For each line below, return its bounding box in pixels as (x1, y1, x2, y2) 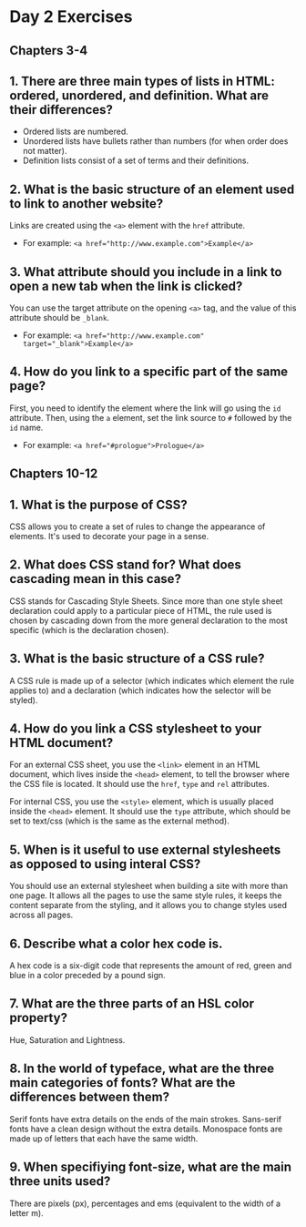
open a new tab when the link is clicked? (9, 278, 243, 293)
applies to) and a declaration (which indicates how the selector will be (9, 685, 271, 696)
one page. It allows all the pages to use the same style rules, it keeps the (9, 890, 282, 901)
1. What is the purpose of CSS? (9, 496, 189, 512)
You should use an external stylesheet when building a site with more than (9, 881, 289, 892)
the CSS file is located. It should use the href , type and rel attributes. (9, 779, 270, 790)
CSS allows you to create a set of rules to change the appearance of (9, 521, 266, 532)
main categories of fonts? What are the (9, 1075, 236, 1090)
